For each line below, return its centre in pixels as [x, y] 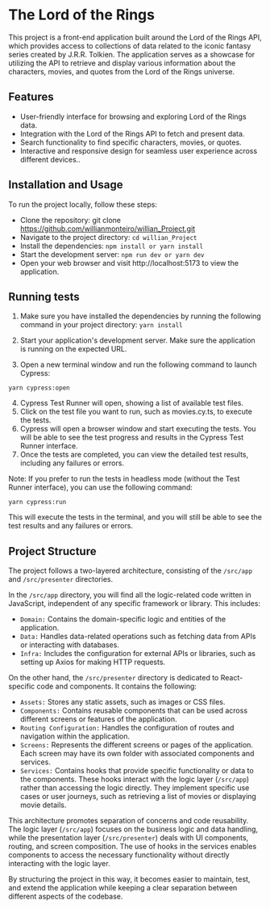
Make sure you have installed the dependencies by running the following [141, 316]
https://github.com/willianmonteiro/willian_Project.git [108, 229]
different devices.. [50, 159]
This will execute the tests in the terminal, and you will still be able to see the [135, 517]
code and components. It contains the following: [117, 686]
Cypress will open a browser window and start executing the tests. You [138, 429]
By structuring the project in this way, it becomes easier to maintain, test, [129, 879]
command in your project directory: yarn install [101, 325]
